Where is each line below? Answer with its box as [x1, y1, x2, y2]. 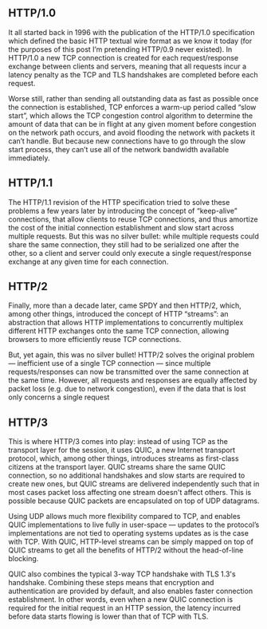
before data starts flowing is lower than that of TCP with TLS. [8, 611, 209, 621]
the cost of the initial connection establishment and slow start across [8, 222, 234, 232]
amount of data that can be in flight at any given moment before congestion [8, 119, 257, 128]
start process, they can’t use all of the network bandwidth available [8, 144, 230, 154]
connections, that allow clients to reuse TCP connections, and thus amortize [8, 214, 258, 224]
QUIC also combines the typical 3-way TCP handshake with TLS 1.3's [8, 569, 237, 579]
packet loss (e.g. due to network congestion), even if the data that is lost [8, 384, 246, 394]
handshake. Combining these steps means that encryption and [8, 578, 214, 588]
